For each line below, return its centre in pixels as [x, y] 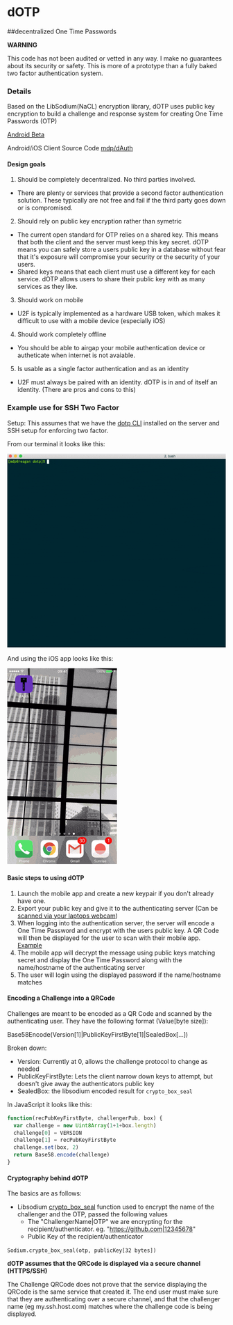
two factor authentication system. [55, 73]
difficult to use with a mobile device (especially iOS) [91, 321]
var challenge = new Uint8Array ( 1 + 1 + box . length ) [85, 1125]
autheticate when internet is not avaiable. [76, 355]
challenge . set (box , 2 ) [46, 1147]
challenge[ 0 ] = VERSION [48, 1133]
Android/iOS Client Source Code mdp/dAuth [70, 148]
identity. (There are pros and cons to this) [77, 390]
